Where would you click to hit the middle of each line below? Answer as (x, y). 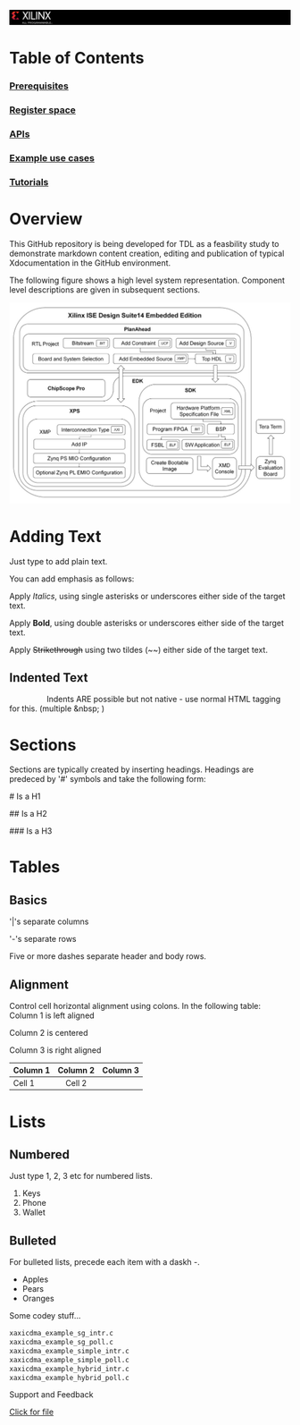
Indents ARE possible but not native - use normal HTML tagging (163, 700)
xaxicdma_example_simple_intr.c (69, 1352)
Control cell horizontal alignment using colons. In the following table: (135, 1006)
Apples (35, 1279)
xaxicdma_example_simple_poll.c (69, 1361)
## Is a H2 (28, 814)
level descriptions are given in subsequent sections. (105, 289)
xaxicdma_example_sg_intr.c (62, 1334)
